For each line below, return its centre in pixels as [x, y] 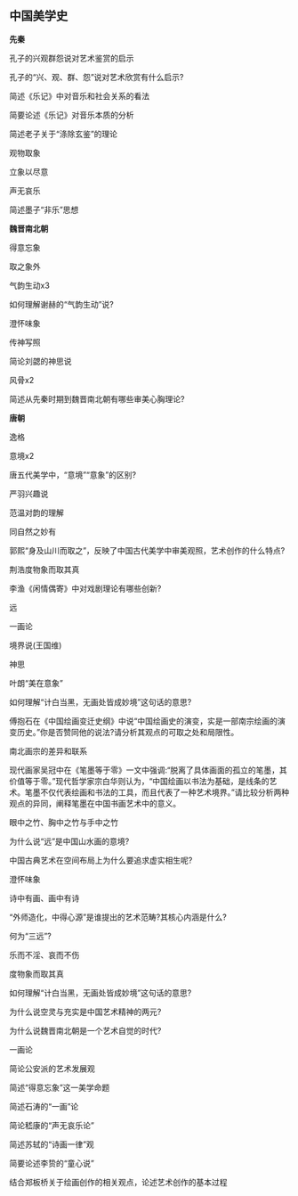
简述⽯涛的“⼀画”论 [44, 1106]
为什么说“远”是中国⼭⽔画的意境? [69, 841]
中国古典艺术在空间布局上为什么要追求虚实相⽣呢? [101, 860]
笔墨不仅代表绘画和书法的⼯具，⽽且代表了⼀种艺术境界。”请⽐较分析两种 [157, 792]
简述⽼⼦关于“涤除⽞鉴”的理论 [64, 134]
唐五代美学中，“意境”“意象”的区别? [72, 474]
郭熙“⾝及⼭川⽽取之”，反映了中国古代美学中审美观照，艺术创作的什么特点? [147, 550]
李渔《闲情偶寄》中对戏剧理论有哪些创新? [85, 588]
